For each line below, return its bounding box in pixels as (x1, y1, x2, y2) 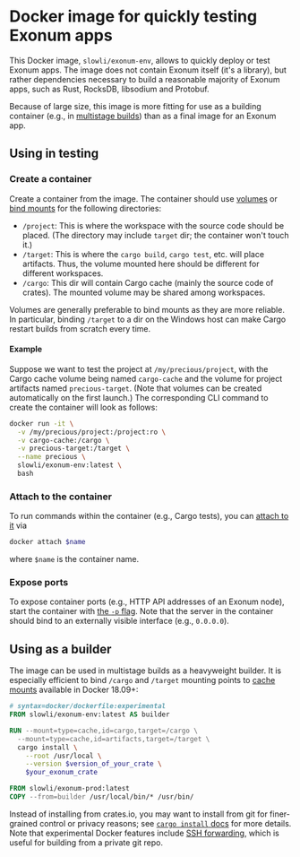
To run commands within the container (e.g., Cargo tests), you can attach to (9, 511, 289, 522)
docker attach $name (9, 538, 87, 547)
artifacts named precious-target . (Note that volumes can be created (9, 383, 262, 394)
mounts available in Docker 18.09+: (9, 684, 139, 696)
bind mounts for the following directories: (9, 203, 162, 213)
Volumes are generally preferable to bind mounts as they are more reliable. (9, 304, 285, 315)
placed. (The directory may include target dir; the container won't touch (21, 229, 289, 240)
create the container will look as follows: (9, 402, 159, 412)
